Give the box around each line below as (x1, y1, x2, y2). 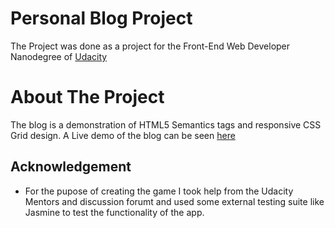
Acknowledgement (10, 158, 132, 176)
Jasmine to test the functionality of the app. (24, 206, 205, 218)
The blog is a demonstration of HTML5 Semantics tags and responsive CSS (10, 118, 322, 131)
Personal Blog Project (10, 7, 193, 30)
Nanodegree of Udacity (10, 50, 108, 62)
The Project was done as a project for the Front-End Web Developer (10, 40, 291, 52)
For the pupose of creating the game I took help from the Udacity (24, 185, 294, 197)
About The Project (10, 86, 165, 109)
